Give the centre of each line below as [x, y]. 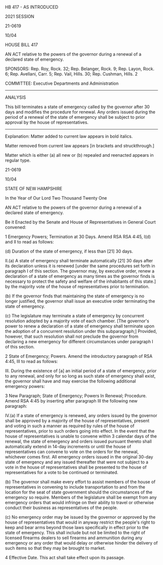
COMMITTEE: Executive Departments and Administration [62, 83]
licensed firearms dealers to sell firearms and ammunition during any [74, 538]
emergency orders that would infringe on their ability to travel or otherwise [80, 502]
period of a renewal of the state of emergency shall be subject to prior [75, 117]
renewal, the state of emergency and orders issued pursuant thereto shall [78, 441]
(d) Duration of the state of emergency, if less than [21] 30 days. [69, 251]
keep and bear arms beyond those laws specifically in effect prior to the [77, 527]
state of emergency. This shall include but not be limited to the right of [75, 533]
